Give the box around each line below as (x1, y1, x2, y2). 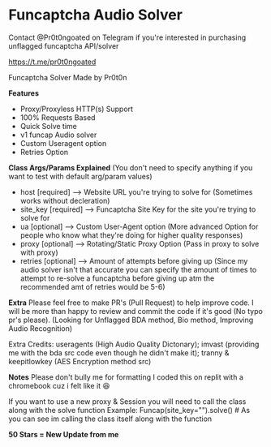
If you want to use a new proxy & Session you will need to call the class (8, 396, 247, 406)
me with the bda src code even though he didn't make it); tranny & (8, 347, 230, 358)
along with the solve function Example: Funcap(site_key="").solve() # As (8, 405, 250, 415)
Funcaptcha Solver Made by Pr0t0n (8, 72, 127, 82)
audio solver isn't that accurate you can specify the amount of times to (19, 264, 257, 274)
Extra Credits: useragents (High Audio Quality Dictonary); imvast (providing (8, 339, 260, 349)
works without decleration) (19, 196, 110, 205)
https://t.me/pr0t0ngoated (8, 57, 97, 67)
